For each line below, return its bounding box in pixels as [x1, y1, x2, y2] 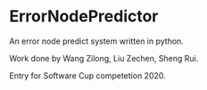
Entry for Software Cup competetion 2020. [9, 70, 167, 81]
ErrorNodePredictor [9, 6, 159, 27]
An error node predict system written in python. [9, 36, 185, 46]
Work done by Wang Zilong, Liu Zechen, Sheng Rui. [9, 53, 199, 63]
